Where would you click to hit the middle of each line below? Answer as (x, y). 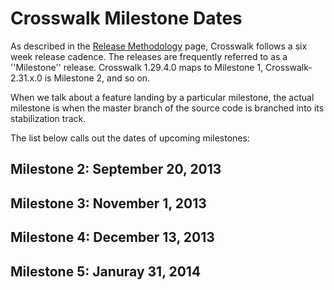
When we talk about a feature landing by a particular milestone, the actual (162, 97)
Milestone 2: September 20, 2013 (116, 169)
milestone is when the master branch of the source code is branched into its (167, 108)
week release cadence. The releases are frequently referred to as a (149, 56)
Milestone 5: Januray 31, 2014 (106, 271)
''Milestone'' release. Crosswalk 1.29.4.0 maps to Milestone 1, (137, 67)
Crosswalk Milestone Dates (126, 18)
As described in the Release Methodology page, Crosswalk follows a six (159, 46)
